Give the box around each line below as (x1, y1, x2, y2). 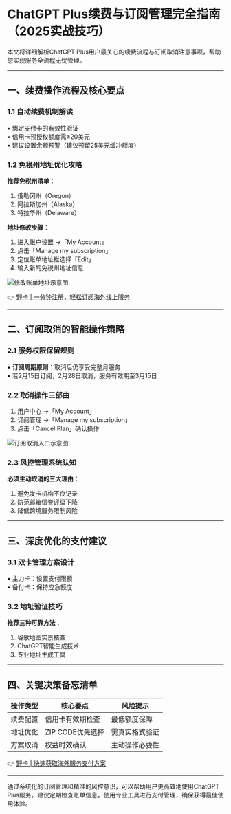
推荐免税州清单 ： (7, 177, 56, 185)
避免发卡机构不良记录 (16, 489, 78, 498)
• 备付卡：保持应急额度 (7, 582, 73, 591)
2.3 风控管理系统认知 (7, 458, 77, 467)
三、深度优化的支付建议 (7, 535, 107, 547)
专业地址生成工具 (16, 650, 66, 659)
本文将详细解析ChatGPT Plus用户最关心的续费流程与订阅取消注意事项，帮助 (7, 47, 221, 56)
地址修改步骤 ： (7, 223, 49, 231)
